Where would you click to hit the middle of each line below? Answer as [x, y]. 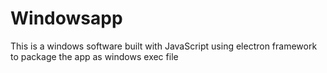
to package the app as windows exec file [94, 56]
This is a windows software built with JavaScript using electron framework [164, 46]
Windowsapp [66, 18]
